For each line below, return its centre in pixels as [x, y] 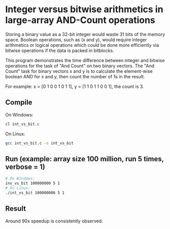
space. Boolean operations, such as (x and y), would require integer [76, 40]
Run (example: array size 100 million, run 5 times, [84, 159]
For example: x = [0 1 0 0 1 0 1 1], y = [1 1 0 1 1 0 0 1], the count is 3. [75, 86]
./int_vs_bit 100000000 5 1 [35, 193]
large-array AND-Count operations [80, 20]
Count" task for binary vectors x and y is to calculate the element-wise [79, 71]
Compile [19, 103]
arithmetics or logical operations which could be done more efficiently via [82, 45]
